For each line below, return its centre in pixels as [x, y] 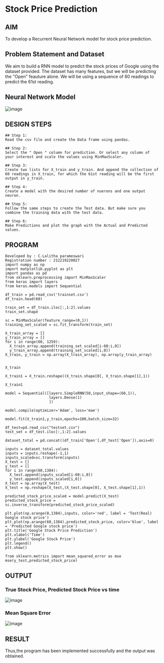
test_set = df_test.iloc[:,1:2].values [46, 432]
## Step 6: [16, 221]
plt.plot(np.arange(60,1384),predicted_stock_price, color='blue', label [82, 522]
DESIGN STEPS [29, 124]
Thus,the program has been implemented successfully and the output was [80, 651]
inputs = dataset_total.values [37, 449]
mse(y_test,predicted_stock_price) [41, 561]
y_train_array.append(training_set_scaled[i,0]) [60, 351]
